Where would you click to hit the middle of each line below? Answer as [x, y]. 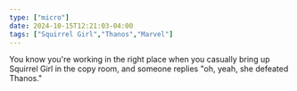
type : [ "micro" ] [39, 17]
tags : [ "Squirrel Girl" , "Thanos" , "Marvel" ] [91, 34]
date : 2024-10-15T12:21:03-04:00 [71, 26]
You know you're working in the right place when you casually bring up [140, 60]
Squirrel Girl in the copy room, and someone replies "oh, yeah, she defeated [149, 69]
